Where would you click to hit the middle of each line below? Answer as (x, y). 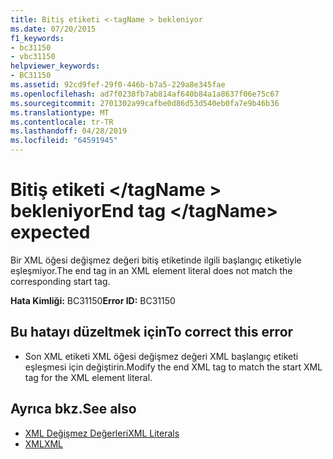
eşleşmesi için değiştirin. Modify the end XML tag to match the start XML (173, 367)
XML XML (44, 443)
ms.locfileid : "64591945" (64, 141)
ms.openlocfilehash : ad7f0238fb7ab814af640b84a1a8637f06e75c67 (145, 94)
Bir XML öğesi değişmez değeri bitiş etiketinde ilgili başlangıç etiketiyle (156, 260)
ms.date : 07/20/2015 (53, 29)
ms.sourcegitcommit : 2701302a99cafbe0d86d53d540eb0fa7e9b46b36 (145, 103)
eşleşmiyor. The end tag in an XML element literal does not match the (151, 270)
